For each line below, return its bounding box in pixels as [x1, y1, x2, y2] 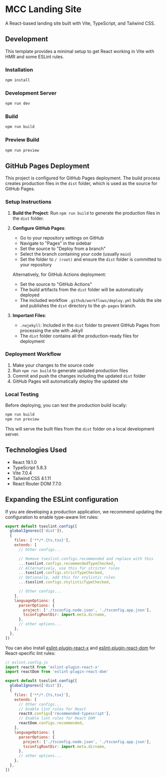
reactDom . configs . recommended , [18, 721, 84, 726]
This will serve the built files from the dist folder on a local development [5, 426, 154, 432]
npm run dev [5, 101, 30, 106]
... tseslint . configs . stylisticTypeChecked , [18, 580, 111, 585]
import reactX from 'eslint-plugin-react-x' [5, 665, 100, 670]
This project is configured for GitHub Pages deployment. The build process [5, 175, 160, 181]
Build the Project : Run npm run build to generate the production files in [12, 210, 160, 216]
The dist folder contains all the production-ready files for [20, 333, 139, 339]
